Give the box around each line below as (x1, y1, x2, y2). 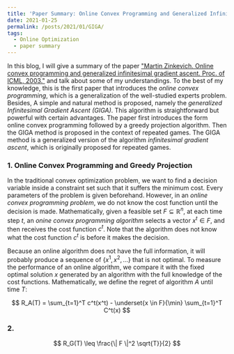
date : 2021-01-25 (7, 17, 58, 24)
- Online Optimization (13, 36, 79, 43)
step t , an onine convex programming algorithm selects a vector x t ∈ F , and (7, 215, 225, 224)
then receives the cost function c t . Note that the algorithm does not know (7, 224, 217, 233)
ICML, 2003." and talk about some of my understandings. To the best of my (7, 77, 224, 84)
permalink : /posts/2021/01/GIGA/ (7, 23, 104, 30)
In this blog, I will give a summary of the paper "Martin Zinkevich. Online (7, 62, 214, 70)
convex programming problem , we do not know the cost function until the (7, 199, 218, 207)
